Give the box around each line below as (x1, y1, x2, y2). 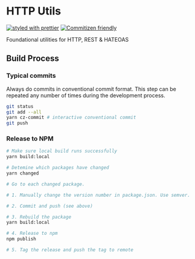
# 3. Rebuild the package (6, 214, 71, 220)
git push (6, 120, 28, 126)
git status (6, 103, 34, 109)
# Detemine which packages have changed (6, 165, 110, 171)
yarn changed (6, 170, 39, 176)
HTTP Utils (6, 4, 62, 18)
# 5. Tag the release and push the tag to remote (6, 247, 134, 253)
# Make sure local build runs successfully (6, 148, 118, 155)
